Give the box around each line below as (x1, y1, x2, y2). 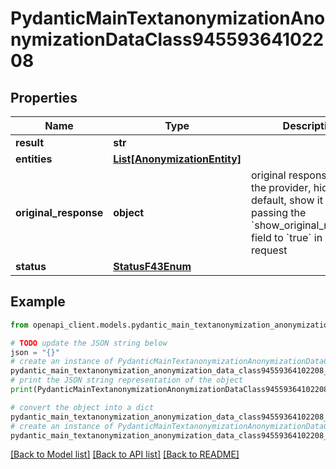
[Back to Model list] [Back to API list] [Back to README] (10, 448, 240, 461)
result (15, 136, 45, 149)
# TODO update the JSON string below (10, 338, 168, 348)
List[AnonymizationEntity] (113, 152, 242, 166)
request (251, 243, 288, 257)
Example (10, 293, 66, 311)
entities (15, 152, 53, 166)
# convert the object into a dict (10, 402, 155, 412)
